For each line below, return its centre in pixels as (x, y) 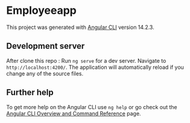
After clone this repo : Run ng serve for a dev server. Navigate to (86, 60)
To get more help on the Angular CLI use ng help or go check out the (92, 107)
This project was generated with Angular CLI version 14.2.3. (81, 27)
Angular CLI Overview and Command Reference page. (74, 113)
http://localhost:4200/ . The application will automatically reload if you (95, 67)
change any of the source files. (45, 74)
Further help (30, 93)
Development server (46, 46)
